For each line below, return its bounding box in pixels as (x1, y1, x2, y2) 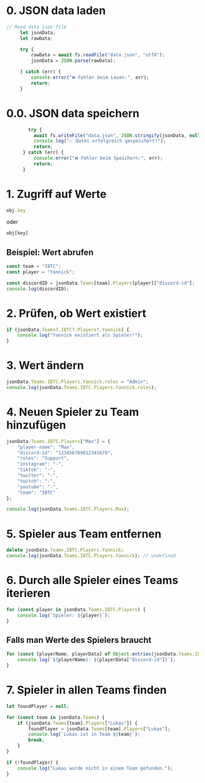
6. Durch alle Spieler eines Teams (6, 573, 179, 587)
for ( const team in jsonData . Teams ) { (6, 714, 105, 721)
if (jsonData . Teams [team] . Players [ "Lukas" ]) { (17, 720, 138, 726)
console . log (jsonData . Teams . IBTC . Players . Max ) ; (6, 506, 130, 513)
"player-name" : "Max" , (17, 444, 75, 450)
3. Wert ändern (6, 358, 84, 373)
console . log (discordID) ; (6, 286, 70, 292)
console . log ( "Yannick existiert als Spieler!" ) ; (17, 332, 143, 338)
